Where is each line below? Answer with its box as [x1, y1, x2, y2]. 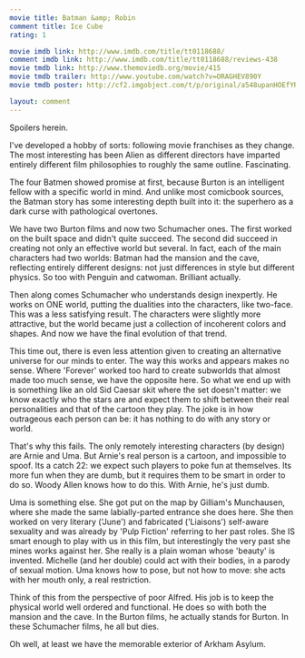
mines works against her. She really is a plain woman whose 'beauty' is [9, 545, 275, 556]
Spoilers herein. [9, 122, 68, 133]
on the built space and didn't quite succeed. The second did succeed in [9, 233, 279, 244]
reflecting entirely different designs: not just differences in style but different [9, 261, 295, 273]
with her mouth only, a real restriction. [9, 574, 152, 585]
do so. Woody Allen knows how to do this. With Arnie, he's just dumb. [9, 479, 270, 490]
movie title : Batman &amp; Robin [9, 13, 136, 23]
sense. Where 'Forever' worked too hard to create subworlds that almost [9, 365, 281, 376]
